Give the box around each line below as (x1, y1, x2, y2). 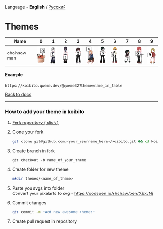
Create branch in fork (12, 148, 55, 154)
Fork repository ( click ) (12, 119, 59, 125)
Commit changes (12, 199, 47, 206)
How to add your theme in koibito (5, 108, 85, 115)
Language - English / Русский (5, 4, 66, 10)
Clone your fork (12, 129, 44, 135)
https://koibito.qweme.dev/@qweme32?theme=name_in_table (5, 83, 123, 88)
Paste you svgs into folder (12, 185, 65, 191)
